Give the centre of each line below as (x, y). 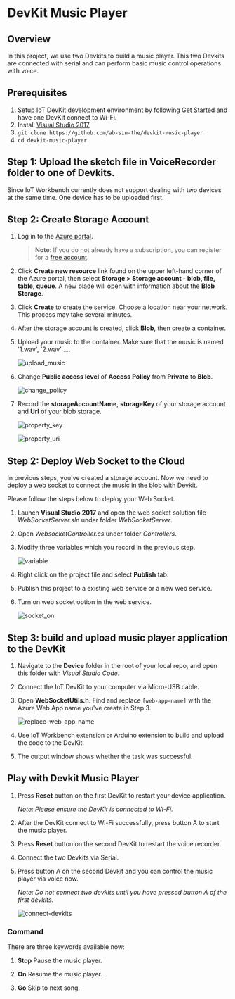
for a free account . (62, 258)
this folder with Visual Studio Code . (68, 673)
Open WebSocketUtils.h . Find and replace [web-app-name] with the (114, 700)
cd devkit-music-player (52, 140)
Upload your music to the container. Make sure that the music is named (120, 342)
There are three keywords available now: (66, 947)
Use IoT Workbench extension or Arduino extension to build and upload (121, 735)
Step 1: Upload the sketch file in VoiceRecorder (112, 162)
